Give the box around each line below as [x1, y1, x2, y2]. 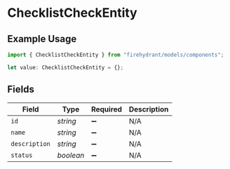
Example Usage [7, 33, 77, 45]
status [11, 151, 33, 159]
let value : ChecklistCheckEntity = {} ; [7, 64, 124, 71]
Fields [7, 83, 35, 95]
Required [90, 104, 123, 114]
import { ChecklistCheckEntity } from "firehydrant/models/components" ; [7, 51, 224, 58]
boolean [57, 150, 85, 160]
